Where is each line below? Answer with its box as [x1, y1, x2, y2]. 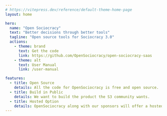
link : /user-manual [18, 67, 59, 72]
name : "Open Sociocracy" [9, 25, 61, 30]
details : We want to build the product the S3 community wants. [14, 94, 150, 99]
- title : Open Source [9, 80, 55, 86]
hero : [5, 21, 16, 26]
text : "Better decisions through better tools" [9, 30, 110, 35]
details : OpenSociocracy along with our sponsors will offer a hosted [14, 104, 164, 109]
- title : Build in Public [9, 90, 64, 95]
